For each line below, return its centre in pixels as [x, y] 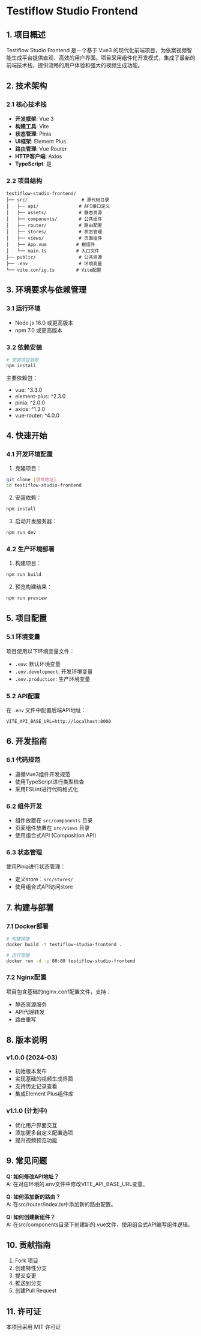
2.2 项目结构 [24, 181]
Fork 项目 [27, 1260]
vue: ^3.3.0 [28, 390]
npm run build [24, 575]
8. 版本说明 [27, 1040]
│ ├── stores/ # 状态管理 [54, 232]
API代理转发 [30, 1011]
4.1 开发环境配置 [29, 454]
